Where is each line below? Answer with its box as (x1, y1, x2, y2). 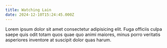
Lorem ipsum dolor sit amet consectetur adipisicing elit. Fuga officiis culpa (5, 26, 162, 32)
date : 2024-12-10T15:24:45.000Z (5, 12, 74, 17)
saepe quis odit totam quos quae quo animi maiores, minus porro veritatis (5, 31, 161, 37)
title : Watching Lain (5, 7, 52, 13)
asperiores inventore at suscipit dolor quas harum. (5, 36, 112, 43)
